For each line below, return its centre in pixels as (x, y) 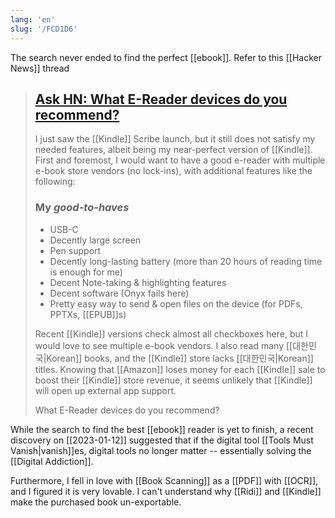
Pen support (75, 250)
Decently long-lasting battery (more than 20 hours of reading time (186, 261)
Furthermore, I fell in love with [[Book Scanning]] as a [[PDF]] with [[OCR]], (164, 480)
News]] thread (40, 68)
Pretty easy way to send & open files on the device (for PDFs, (176, 303)
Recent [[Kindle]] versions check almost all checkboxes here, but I (171, 333)
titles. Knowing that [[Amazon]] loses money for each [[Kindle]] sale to (180, 369)
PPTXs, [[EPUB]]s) (88, 314)
